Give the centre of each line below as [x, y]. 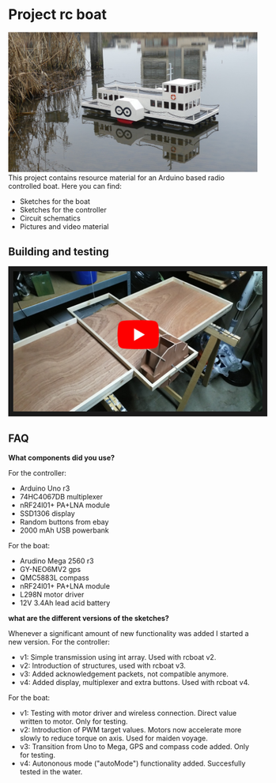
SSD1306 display [47, 513]
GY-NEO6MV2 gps [50, 569]
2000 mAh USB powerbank [64, 530]
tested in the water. [51, 771]
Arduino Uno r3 [45, 488]
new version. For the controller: [59, 642]
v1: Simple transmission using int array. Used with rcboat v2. [118, 657]
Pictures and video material [64, 227]
